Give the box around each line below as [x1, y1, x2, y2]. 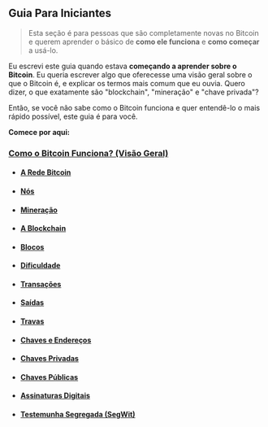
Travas [19, 316, 45, 326]
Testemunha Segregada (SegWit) [19, 410, 136, 420]
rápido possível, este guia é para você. [8, 111, 138, 121]
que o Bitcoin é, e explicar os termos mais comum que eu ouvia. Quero [8, 78, 245, 88]
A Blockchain [19, 224, 67, 233]
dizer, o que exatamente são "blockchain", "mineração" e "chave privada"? [8, 87, 259, 97]
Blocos [19, 242, 45, 251]
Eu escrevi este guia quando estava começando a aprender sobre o [8, 61, 237, 71]
